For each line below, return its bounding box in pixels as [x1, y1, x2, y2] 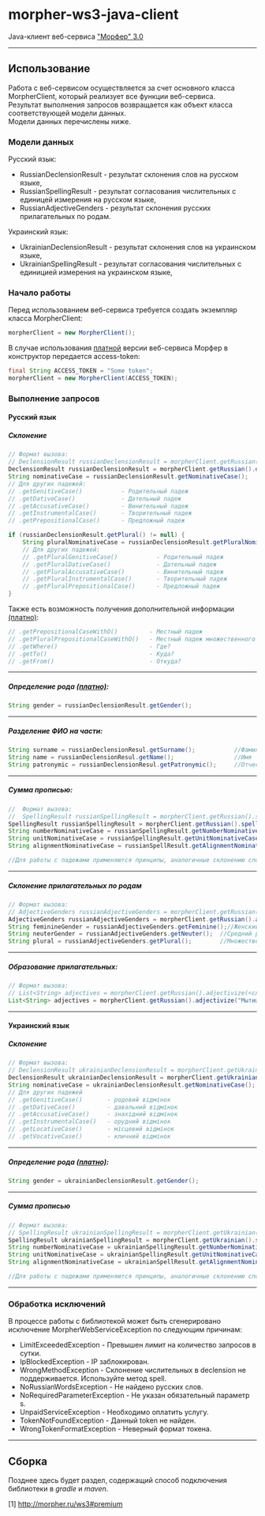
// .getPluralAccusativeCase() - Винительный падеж [22, 568, 224, 576]
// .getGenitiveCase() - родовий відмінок [8, 1095, 171, 1104]
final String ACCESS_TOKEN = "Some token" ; [8, 367, 154, 375]
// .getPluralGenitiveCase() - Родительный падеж [22, 553, 224, 561]
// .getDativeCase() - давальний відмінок [8, 1103, 178, 1111]
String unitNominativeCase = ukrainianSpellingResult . [8, 1251, 192, 1259]
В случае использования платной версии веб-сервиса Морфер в [8, 343, 229, 353]
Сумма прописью [8, 1201, 71, 1211]
